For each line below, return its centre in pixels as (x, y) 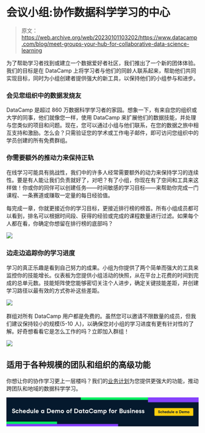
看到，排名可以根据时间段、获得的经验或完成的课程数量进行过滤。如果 (99, 216)
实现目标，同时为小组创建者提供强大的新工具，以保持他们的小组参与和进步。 (103, 78)
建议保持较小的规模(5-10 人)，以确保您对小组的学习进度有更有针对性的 (100, 323)
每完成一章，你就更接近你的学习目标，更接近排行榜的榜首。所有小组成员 (97, 208)
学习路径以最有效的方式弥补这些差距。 (54, 290)
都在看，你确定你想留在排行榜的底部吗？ (62, 223)
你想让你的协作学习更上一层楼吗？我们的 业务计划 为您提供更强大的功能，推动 (103, 381)
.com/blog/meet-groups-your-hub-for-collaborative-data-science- (105, 44)
